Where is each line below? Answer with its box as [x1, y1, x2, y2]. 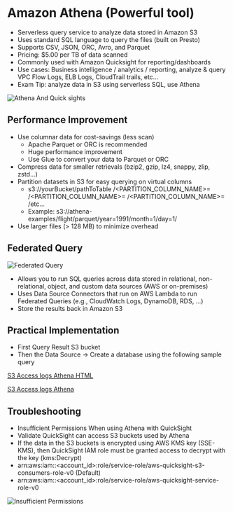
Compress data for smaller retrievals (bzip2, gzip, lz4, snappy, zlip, [17, 162, 211, 171]
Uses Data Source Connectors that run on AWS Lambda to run [17, 289, 197, 298]
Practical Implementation [7, 324, 120, 336]
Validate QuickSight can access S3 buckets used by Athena [17, 431, 190, 440]
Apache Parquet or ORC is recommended [27, 140, 148, 148]
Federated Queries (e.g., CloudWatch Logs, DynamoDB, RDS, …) [17, 296, 204, 305]
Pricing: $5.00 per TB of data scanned [17, 50, 128, 59]
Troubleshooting [7, 405, 82, 417]
